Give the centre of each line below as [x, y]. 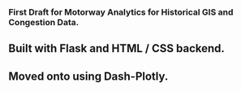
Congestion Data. [44, 22]
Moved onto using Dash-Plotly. [88, 76]
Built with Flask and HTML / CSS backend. [117, 48]
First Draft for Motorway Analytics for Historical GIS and [121, 12]
